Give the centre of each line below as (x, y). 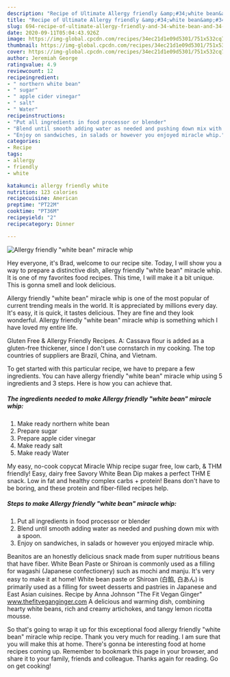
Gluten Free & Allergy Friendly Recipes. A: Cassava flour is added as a (106, 340)
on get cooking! (29, 666)
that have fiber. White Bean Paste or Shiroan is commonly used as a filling (111, 564)
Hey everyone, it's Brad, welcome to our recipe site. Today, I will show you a (115, 263)
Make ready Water (43, 453)
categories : (24, 142)
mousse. (19, 616)
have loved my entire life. (42, 327)
